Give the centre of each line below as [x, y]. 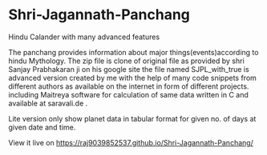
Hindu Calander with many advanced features [84, 37]
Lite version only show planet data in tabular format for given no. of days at [132, 118]
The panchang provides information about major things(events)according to [133, 52]
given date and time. [42, 127]
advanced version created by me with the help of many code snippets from [132, 77]
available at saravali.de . [48, 103]
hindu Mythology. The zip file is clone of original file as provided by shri [126, 61]
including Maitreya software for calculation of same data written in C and [128, 94]
